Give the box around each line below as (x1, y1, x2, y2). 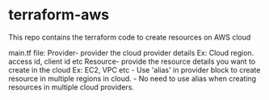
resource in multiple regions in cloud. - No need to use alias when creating (8, 73, 257, 83)
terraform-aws (8, 6, 110, 24)
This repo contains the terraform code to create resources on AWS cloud (8, 32, 251, 42)
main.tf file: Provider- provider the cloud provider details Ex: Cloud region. (8, 48, 254, 57)
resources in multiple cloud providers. (8, 82, 135, 92)
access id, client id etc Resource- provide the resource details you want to (8, 56, 256, 66)
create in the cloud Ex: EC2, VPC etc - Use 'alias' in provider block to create (8, 65, 261, 74)
